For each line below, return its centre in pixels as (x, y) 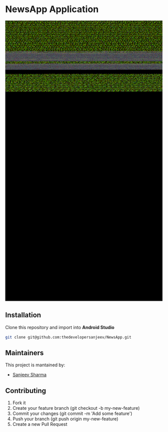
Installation (23, 315)
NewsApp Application (52, 9)
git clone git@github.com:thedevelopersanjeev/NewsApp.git (68, 337)
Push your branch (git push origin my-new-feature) (65, 419)
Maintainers (25, 353)
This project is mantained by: (35, 365)
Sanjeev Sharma (29, 375)
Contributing (26, 390)
